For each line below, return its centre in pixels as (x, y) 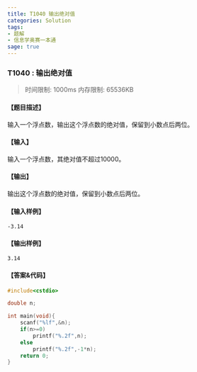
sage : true (23, 47)
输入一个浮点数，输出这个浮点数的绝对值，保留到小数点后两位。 (100, 124)
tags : (15, 27)
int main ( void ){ (31, 316)
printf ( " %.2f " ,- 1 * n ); (65, 349)
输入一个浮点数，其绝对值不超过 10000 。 (66, 159)
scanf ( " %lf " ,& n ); (46, 323)
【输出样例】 (26, 243)
